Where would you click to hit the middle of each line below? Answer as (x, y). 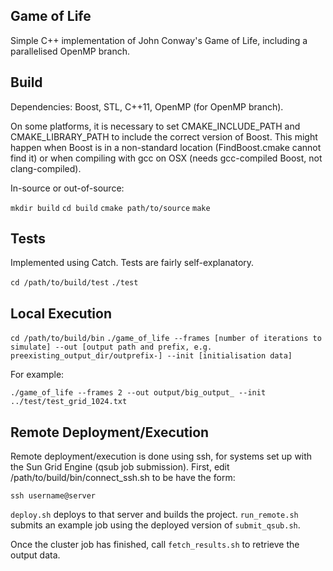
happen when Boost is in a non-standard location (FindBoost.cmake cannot (166, 147)
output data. (35, 555)
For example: (37, 375)
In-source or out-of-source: (67, 188)
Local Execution (61, 313)
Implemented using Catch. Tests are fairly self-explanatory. (132, 263)
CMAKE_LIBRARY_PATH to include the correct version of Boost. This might (164, 136)
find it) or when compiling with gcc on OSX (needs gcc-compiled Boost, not (166, 158)
